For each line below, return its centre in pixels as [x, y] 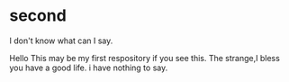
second [38, 16]
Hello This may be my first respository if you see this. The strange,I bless [145, 58]
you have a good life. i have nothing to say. [89, 68]
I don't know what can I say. [61, 41]
